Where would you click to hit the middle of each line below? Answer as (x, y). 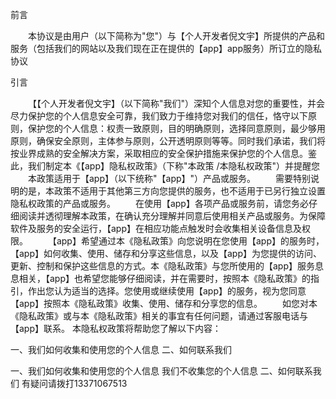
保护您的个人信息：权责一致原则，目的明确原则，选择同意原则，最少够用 (176, 128)
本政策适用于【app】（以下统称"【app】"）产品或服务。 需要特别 (169, 178)
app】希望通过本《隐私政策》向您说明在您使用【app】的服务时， (190, 241)
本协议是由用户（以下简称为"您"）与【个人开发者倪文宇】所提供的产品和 (177, 36)
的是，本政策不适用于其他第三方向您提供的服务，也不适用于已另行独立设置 (172, 191)
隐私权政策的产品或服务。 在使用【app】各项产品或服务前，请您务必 (159, 203)
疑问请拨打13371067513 (78, 383)
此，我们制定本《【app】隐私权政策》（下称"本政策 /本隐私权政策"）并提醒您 (165, 166)
